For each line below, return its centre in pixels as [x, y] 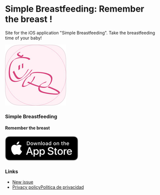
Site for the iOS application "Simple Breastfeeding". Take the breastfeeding [80, 33]
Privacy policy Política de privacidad [48, 187]
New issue [23, 182]
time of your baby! [24, 38]
